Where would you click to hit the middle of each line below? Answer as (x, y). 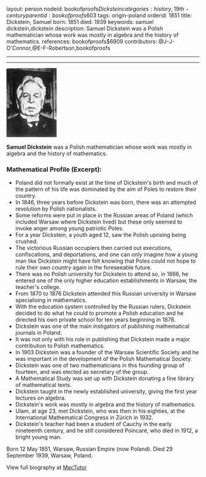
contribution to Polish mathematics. (60, 346)
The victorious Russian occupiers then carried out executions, (94, 248)
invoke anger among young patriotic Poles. (69, 228)
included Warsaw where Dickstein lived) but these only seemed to (99, 222)
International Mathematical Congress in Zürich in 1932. (84, 417)
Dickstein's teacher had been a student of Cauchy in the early (93, 424)
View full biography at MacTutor (47, 467)
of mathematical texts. (43, 385)
